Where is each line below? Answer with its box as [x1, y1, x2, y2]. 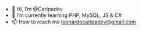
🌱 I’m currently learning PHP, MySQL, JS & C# [11, 12, 122, 19]
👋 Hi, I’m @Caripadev [11, 6, 63, 12]
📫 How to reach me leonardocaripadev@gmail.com [11, 18, 136, 25]
